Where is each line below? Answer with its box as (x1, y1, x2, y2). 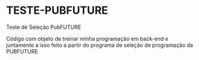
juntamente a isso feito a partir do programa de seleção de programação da (6, 41, 194, 49)
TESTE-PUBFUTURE (6, 4, 108, 17)
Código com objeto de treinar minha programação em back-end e (6, 35, 169, 42)
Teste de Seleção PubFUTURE (6, 23, 82, 31)
